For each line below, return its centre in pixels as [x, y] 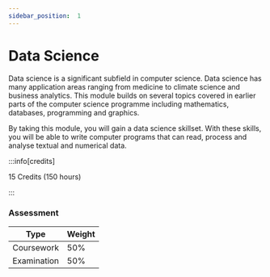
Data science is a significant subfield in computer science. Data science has [135, 78]
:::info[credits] [32, 161]
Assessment [34, 213]
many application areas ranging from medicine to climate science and [124, 86]
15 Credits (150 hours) [45, 176]
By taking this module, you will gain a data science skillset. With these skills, [135, 128]
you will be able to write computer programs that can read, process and [128, 136]
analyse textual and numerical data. [67, 145]
